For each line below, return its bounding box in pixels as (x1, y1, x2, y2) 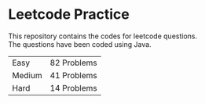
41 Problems (49, 70, 98, 81)
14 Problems (49, 82, 98, 93)
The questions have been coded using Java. (8, 39, 152, 48)
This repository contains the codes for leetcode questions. (8, 31, 198, 41)
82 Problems (49, 57, 98, 68)
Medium (12, 70, 42, 81)
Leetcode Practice (8, 5, 130, 23)
